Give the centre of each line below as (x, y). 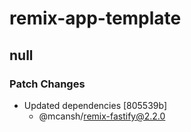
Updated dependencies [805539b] (95, 105)
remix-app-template (95, 18)
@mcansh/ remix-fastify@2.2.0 (102, 116)
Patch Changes (47, 84)
